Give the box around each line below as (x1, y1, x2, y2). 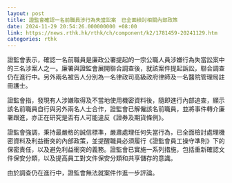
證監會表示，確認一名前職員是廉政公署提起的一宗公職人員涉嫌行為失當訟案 (7, 56, 219, 64)
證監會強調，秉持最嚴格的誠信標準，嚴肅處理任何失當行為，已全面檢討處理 (7, 128, 219, 137)
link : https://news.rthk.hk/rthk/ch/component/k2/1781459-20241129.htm (7, 29, 217, 37)
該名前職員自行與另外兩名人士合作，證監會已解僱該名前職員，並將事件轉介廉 (7, 105, 225, 113)
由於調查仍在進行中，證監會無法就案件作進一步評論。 (7, 168, 159, 177)
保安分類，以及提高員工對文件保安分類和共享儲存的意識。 (12, 154, 177, 162)
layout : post (7, 10, 45, 17)
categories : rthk (7, 36, 57, 43)
